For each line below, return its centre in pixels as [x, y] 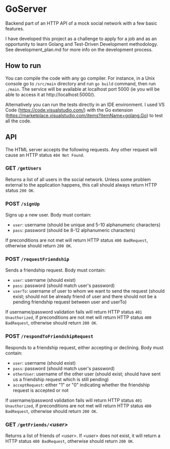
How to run [23, 66]
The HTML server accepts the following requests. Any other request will [81, 149]
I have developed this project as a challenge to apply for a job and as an [81, 39]
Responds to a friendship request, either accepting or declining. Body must [84, 347]
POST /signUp [23, 204]
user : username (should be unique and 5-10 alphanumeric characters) [87, 225]
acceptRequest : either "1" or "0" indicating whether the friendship [81, 385]
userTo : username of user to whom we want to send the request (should [89, 291]
